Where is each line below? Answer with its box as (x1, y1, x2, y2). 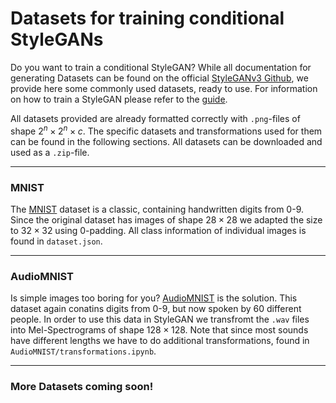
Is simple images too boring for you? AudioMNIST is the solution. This (10, 292, 298, 304)
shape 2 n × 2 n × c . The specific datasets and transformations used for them (10, 123, 323, 137)
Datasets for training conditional (10, 7, 285, 30)
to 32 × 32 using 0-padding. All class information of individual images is (10, 224, 307, 236)
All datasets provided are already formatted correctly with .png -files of (10, 112, 301, 124)
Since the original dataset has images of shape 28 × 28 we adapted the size (10, 213, 323, 226)
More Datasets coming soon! (10, 380, 154, 394)
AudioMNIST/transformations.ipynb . (10, 345, 157, 357)
